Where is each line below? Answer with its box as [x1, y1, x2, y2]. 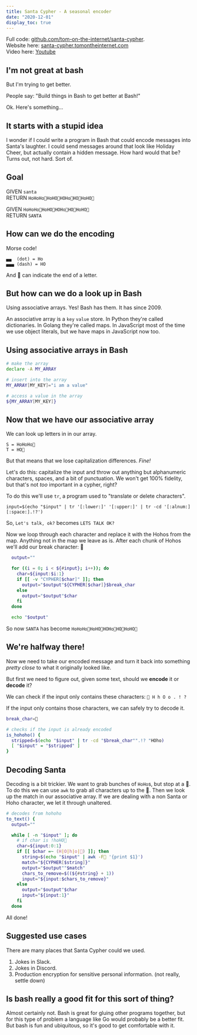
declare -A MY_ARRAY [6, 366, 57, 372]
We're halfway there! [6, 642, 85, 652]
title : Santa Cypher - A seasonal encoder [6, 8, 112, 15]
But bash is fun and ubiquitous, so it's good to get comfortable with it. [6, 1022, 175, 1029]
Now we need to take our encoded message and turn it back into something [6, 657, 191, 664]
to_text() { [6, 816, 35, 822]
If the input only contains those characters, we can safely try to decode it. [6, 705, 185, 712]
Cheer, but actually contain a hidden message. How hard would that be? [6, 149, 181, 156]
